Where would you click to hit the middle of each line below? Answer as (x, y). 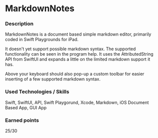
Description (19, 24)
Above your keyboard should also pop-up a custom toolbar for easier (75, 74)
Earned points (22, 120)
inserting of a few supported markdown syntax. (53, 79)
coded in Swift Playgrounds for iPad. (42, 39)
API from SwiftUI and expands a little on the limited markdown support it (78, 59)
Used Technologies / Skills (37, 92)
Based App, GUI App (26, 107)
